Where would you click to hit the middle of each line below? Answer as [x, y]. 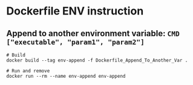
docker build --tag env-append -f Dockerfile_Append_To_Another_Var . [97, 60]
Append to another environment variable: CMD [93, 33]
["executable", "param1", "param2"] [76, 42]
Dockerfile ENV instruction [75, 11]
